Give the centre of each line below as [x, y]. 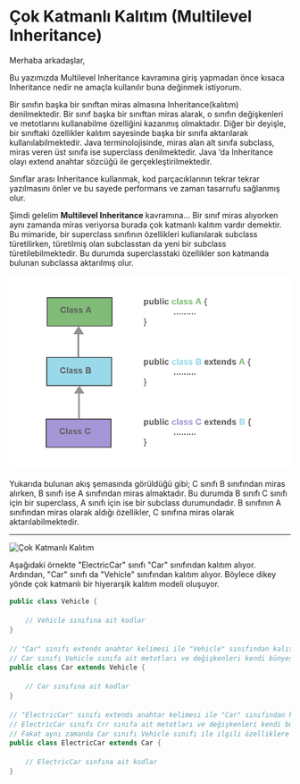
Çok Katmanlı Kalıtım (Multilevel [131, 17]
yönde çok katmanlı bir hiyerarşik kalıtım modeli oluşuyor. [115, 584]
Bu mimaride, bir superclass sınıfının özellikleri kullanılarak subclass [133, 234]
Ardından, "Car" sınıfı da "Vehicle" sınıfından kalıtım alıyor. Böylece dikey [143, 575]
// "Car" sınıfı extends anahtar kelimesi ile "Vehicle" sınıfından [139, 649]
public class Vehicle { [54, 601]
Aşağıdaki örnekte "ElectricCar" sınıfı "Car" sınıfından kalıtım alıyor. [133, 565]
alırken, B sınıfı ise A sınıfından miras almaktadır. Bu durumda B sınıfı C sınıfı [149, 493]
